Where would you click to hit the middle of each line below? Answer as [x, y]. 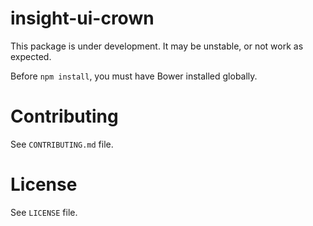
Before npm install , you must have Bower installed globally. [134, 76]
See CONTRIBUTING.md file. [62, 144]
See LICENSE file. [44, 212]
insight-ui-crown [82, 18]
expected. [31, 56]
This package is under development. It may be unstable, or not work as [157, 46]
